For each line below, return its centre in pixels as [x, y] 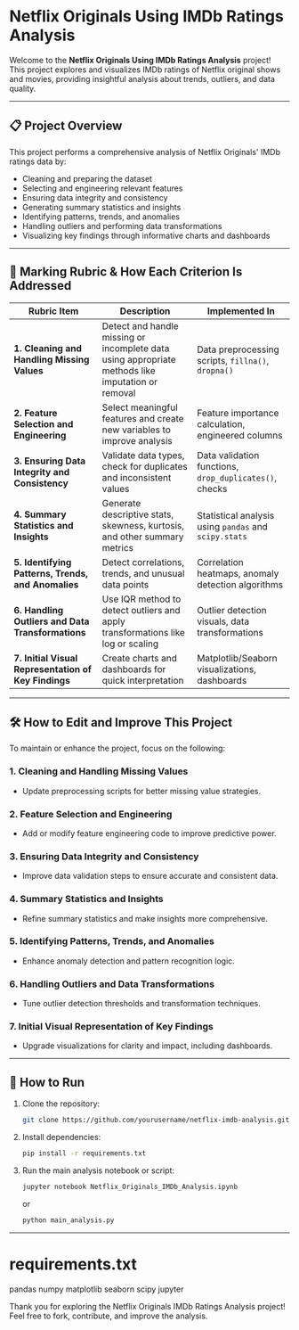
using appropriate [139, 359]
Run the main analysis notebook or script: [98, 1170]
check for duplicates [145, 466]
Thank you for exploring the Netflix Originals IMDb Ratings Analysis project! [148, 1306]
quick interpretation [143, 680]
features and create [143, 418]
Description [145, 311]
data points [125, 584]
